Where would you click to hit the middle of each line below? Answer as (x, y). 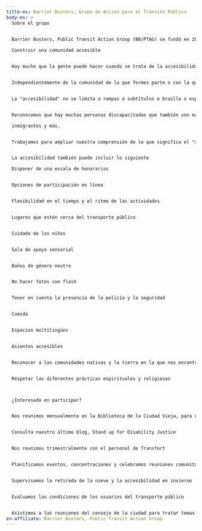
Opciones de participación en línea (57, 185)
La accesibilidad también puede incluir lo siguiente (80, 158)
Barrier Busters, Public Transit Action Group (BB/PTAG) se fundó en (100, 39)
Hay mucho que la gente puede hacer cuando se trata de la (87, 67)
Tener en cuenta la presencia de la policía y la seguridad (88, 298)
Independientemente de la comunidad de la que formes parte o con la (100, 82)
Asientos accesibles (37, 346)
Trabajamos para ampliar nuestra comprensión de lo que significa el (100, 142)
